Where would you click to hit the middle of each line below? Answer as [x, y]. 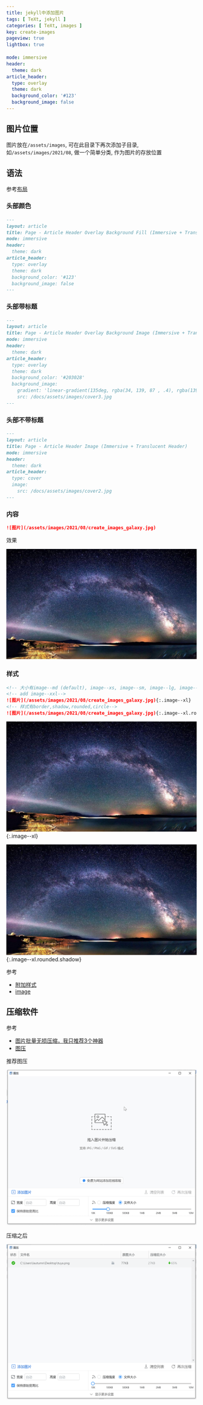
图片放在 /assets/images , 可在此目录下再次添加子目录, [72, 145]
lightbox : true [25, 45]
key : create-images [31, 32]
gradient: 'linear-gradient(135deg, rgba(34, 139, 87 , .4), [95, 390]
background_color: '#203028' [48, 378]
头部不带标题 [25, 420]
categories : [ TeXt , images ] [44, 25]
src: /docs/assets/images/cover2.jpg [65, 491]
